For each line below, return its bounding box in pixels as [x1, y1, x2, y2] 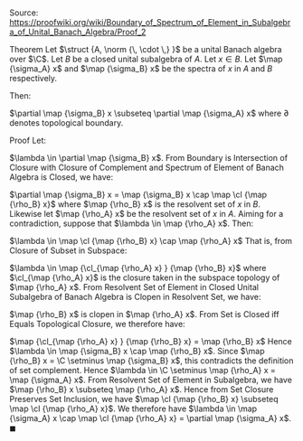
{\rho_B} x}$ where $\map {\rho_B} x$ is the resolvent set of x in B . [9, 199, 260, 210]
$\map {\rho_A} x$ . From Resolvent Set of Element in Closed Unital [9, 282, 260, 293]
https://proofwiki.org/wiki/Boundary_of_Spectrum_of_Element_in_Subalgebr [9, 17, 291, 28]
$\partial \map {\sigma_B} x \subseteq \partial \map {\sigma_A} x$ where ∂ [9, 108, 289, 119]
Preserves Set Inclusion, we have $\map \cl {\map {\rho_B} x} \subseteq [9, 394, 279, 405]
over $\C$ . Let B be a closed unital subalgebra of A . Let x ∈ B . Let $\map [9, 53, 283, 65]
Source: [9, 7, 39, 18]
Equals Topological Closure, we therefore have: [9, 319, 185, 330]
